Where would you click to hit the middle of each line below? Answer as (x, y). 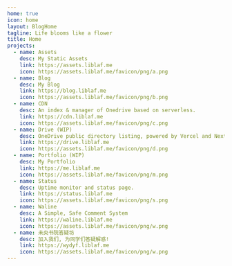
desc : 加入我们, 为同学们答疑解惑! (64, 239)
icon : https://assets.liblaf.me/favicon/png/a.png (94, 71)
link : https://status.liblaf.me (66, 194)
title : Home (24, 39)
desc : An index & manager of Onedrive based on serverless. (108, 110)
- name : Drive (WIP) (43, 130)
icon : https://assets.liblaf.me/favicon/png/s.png (94, 201)
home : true (23, 14)
